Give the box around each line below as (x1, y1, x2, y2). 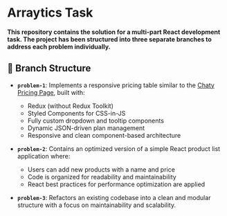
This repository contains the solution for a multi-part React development (7, 28, 221, 36)
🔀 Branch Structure (7, 62, 91, 74)
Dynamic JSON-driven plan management (27, 123, 145, 132)
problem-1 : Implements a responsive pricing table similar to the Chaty (17, 81, 215, 89)
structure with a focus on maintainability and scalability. (17, 201, 176, 209)
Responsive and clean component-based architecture (27, 131, 181, 139)
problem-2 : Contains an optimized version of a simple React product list (17, 144, 220, 153)
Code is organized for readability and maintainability (27, 172, 176, 181)
